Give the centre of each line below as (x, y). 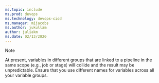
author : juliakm (21, 32)
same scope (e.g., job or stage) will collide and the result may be (70, 65)
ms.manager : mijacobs (27, 23)
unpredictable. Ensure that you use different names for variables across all (79, 70)
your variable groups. (26, 75)
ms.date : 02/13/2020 (26, 37)
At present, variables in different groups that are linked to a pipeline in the (79, 60)
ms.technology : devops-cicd (34, 18)
